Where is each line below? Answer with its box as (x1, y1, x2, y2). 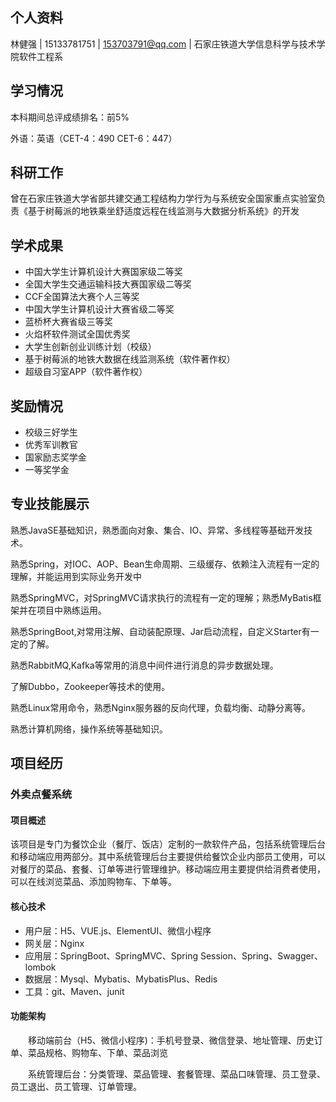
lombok (24, 961, 57, 973)
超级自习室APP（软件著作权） (24, 366, 148, 378)
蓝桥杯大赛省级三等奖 (24, 316, 113, 328)
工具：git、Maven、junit (24, 985, 125, 997)
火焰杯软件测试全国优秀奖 (24, 328, 131, 340)
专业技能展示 (10, 496, 90, 513)
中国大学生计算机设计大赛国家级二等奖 (24, 266, 183, 278)
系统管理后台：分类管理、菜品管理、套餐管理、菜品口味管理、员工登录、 (27, 1068, 326, 1080)
